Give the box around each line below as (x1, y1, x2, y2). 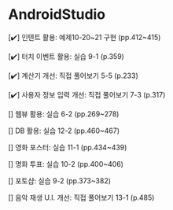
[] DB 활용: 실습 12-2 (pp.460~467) (8, 126, 120, 135)
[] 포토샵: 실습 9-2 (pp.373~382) (8, 175, 112, 186)
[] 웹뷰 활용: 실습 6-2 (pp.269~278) (8, 109, 120, 119)
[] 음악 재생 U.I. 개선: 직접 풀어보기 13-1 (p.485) (8, 193, 155, 202)
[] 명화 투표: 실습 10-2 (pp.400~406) (8, 159, 124, 168)
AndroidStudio (8, 6, 106, 24)
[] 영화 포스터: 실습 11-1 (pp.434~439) (8, 142, 127, 152)
